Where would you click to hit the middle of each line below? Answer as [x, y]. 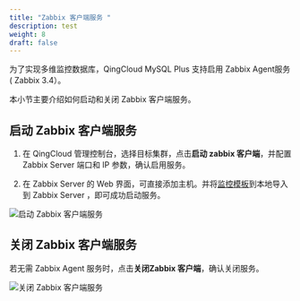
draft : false [34, 43]
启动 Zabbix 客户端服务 [73, 130]
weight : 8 [28, 34]
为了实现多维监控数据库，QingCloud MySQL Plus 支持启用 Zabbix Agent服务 [150, 69]
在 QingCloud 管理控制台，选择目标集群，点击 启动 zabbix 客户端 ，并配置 [157, 154]
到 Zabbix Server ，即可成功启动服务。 [94, 195]
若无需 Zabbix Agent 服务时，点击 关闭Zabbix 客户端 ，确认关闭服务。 [137, 268]
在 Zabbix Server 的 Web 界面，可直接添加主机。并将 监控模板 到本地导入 [155, 184]
